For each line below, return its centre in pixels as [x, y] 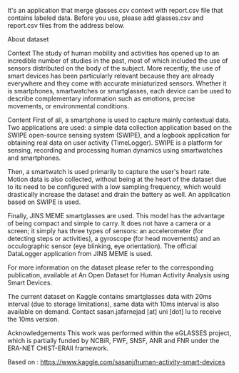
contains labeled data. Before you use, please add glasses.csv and [106, 18]
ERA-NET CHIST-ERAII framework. [58, 348]
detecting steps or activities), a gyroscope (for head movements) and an [114, 239]
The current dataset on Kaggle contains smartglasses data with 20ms [110, 296]
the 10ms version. [33, 319]
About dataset [28, 39]
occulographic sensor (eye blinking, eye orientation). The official [102, 246]
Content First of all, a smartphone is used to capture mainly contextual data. [119, 120]
